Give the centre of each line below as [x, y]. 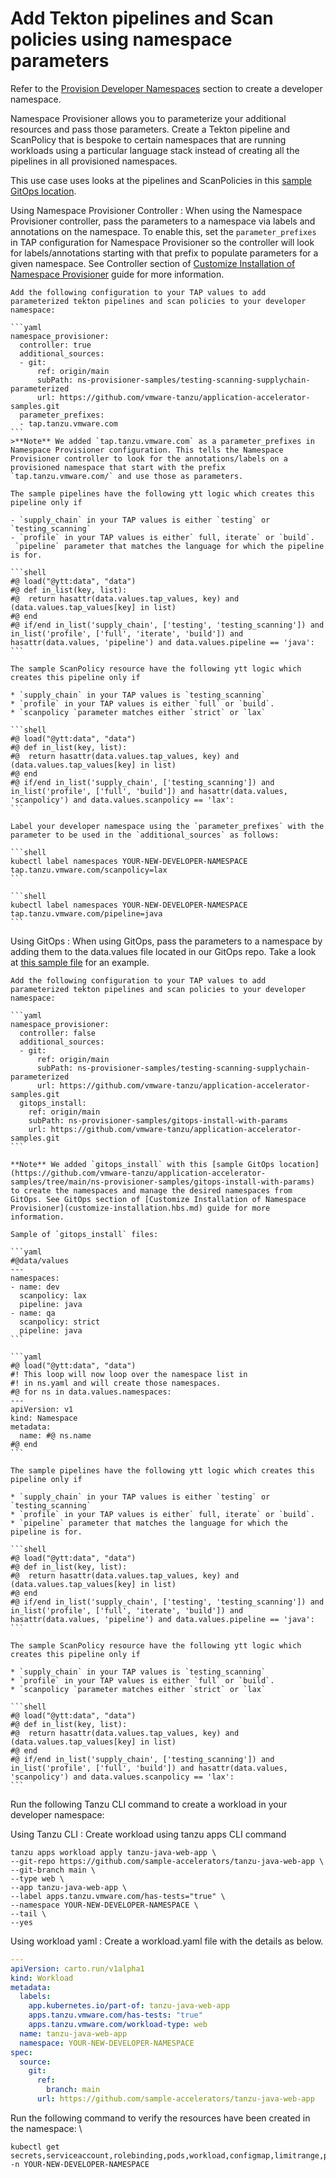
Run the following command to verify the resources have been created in [160, 2118]
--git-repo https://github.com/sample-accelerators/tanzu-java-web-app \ [167, 1861]
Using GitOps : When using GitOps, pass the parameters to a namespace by [166, 941]
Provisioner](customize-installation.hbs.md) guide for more [140, 1208]
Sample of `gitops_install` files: [84, 1234]
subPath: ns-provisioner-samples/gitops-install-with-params [158, 1120]
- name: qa [33, 1313]
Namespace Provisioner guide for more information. [117, 274]
